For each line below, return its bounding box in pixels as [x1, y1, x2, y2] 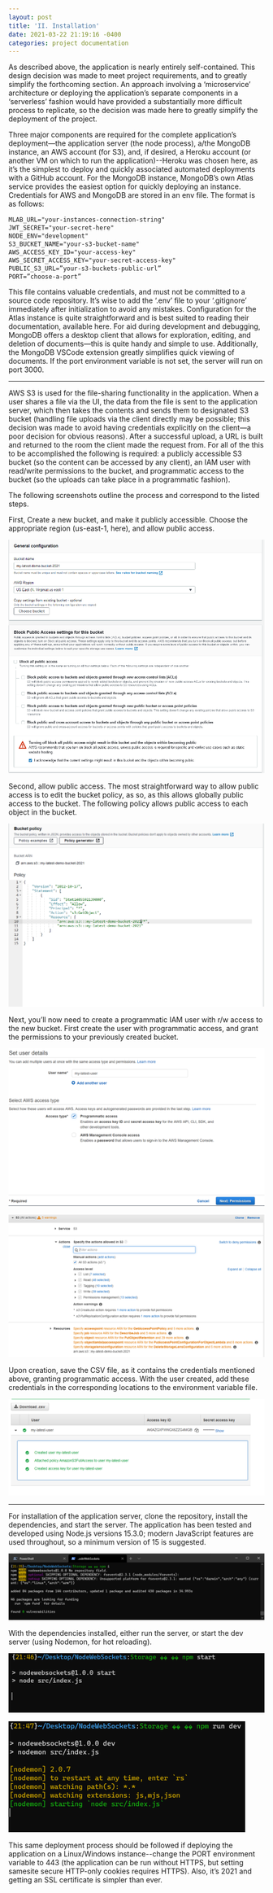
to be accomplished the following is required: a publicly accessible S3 [8, 448, 242, 459]
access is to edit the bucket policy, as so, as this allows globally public [8, 789, 244, 799]
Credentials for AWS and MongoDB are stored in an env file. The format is [8, 190, 256, 200]
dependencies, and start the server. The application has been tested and [8, 1520, 252, 1529]
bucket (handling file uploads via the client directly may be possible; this [8, 414, 250, 424]
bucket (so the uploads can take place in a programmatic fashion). [8, 474, 231, 484]
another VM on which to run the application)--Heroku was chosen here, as [8, 155, 258, 166]
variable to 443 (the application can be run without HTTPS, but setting [8, 1858, 244, 1868]
